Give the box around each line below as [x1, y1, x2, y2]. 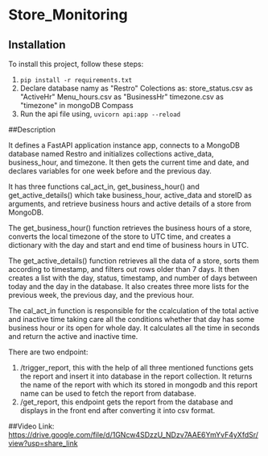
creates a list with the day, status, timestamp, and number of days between [8, 273, 258, 282]
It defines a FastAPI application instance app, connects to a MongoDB [8, 140, 240, 150]
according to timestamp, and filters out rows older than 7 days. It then [8, 265, 240, 274]
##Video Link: [8, 421, 55, 431]
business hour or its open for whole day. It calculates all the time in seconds [8, 323, 260, 333]
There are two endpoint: [8, 347, 89, 357]
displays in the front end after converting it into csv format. [19, 406, 216, 415]
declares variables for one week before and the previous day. [8, 166, 212, 175]
